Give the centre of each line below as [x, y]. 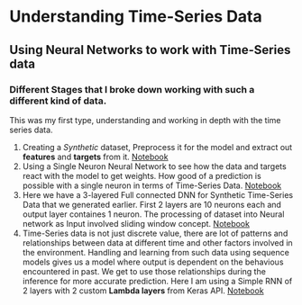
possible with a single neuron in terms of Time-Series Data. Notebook [152, 185]
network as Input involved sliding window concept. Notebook [136, 223]
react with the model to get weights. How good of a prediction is [142, 175]
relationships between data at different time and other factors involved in [157, 242]
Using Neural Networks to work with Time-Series [150, 50]
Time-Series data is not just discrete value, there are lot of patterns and [155, 233]
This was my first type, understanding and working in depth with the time [145, 120]
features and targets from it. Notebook [95, 157]
